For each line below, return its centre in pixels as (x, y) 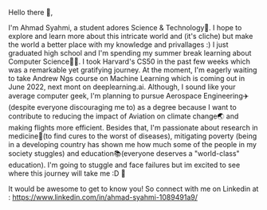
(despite (22, 107)
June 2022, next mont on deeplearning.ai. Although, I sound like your (122, 87)
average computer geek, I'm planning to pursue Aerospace (105, 96)
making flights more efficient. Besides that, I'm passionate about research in (133, 128)
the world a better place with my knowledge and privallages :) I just (118, 45)
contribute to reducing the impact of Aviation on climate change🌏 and (124, 116)
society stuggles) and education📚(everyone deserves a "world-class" (124, 154)
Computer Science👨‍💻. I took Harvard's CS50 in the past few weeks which (130, 61)
